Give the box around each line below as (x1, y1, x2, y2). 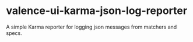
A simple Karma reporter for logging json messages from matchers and (6, 23, 177, 30)
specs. (6, 29, 22, 36)
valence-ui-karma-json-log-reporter (6, 4, 188, 17)
